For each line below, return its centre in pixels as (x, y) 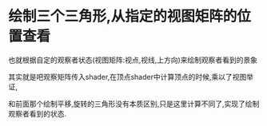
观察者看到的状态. (38, 113)
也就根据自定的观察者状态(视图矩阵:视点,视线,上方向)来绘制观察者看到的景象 (133, 60)
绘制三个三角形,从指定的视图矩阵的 (123, 16)
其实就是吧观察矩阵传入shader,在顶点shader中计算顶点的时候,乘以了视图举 (131, 77)
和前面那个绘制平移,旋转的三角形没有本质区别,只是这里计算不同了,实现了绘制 (134, 104)
